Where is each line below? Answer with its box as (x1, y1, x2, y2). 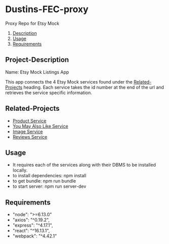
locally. (12, 167, 28, 173)
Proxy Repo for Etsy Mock (5, 20, 60, 26)
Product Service (12, 117, 47, 124)
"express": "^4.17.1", (12, 222, 53, 228)
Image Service (12, 128, 43, 135)
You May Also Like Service (12, 123, 68, 129)
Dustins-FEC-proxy (5, 4, 89, 15)
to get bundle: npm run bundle (12, 178, 76, 184)
